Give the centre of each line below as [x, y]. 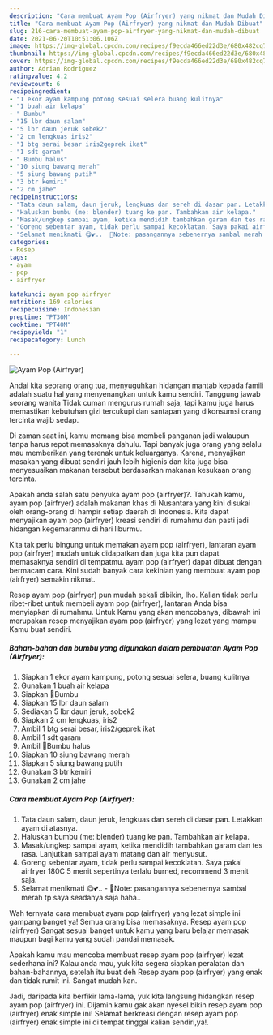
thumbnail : [28, 54]
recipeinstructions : [44, 197]
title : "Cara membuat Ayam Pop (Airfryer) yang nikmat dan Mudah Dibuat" [136, 24]
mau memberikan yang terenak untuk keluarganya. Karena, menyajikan [128, 453]
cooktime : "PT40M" [40, 324]
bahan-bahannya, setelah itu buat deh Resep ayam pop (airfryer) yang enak [136, 972]
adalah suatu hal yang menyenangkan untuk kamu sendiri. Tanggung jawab [135, 394]
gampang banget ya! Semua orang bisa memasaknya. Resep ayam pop [128, 922]
